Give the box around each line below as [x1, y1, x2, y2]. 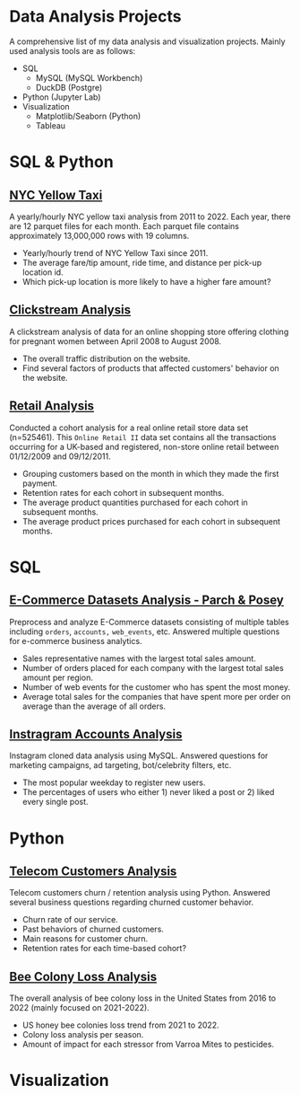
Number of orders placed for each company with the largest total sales [21, 662, 284, 673]
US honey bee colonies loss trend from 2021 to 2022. [21, 1020, 219, 1030]
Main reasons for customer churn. [21, 933, 149, 944]
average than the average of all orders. [21, 701, 167, 711]
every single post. [21, 797, 89, 808]
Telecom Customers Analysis [9, 863, 177, 879]
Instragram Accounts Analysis [9, 726, 183, 742]
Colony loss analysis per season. [21, 1029, 144, 1040]
